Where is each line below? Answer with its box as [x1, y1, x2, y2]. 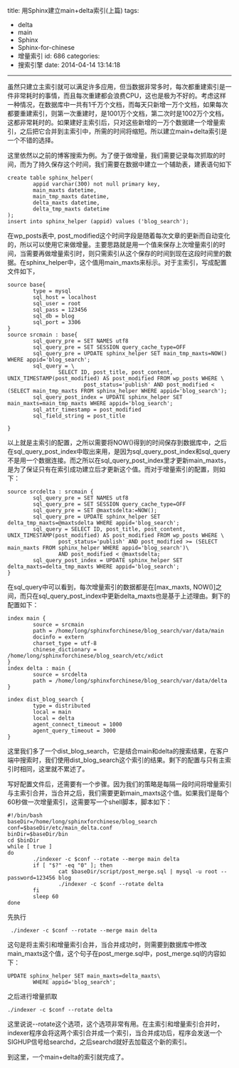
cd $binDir [7, 837, 40, 844]
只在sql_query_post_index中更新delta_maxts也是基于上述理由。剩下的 [26, 591, 230, 600]
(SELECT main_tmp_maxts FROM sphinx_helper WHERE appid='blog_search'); [7, 387, 228, 395]
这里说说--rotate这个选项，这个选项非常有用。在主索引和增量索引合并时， [7, 1019, 224, 1028]
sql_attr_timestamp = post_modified [33, 406, 142, 413]
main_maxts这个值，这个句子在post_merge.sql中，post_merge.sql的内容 [7, 950, 221, 957]
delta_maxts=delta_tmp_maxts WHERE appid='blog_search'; [7, 563, 180, 570]
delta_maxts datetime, [33, 199, 100, 206]
